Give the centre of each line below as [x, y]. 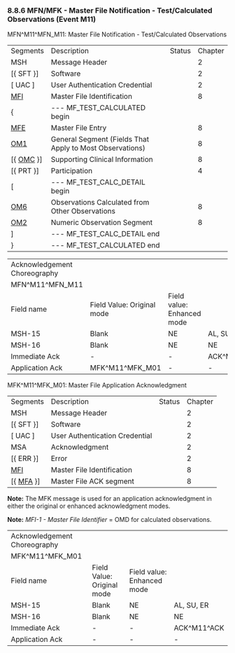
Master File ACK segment [93, 481]
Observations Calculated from [100, 202]
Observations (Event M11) [52, 19]
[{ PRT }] [25, 171]
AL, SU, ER [191, 605]
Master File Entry [79, 128]
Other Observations [83, 211]
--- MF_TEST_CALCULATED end [105, 245]
